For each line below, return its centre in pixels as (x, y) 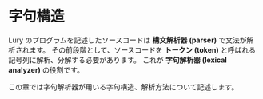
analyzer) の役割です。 (46, 69)
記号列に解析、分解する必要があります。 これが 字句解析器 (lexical (118, 60)
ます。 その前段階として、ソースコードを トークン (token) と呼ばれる (142, 49)
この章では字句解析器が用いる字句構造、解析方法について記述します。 (124, 87)
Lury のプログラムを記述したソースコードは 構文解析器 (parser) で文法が (128, 40)
